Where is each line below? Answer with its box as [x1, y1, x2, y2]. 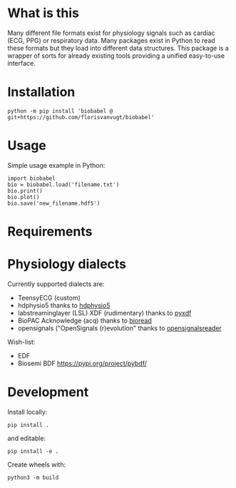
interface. [7, 59, 36, 67]
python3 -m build [7, 474, 59, 481]
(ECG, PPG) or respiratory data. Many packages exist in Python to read [7, 36, 215, 44]
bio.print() [7, 187, 43, 194]
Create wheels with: [7, 460, 66, 469]
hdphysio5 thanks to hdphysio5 [17, 301, 111, 310]
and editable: [7, 434, 46, 442]
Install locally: [7, 407, 48, 416]
